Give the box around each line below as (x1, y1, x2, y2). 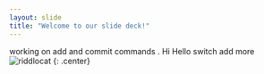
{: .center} (53, 55, 91, 66)
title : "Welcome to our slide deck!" (9, 21, 150, 30)
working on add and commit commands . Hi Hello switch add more (9, 45, 255, 56)
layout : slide (9, 12, 63, 22)
